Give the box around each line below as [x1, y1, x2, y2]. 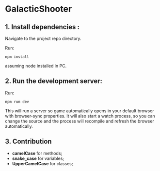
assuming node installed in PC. [5, 63, 67, 68]
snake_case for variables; [12, 155, 64, 161]
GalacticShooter [5, 3, 72, 15]
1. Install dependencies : [5, 23, 80, 31]
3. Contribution [5, 137, 52, 146]
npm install [5, 54, 29, 59]
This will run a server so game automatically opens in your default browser [5, 108, 154, 114]
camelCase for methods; [12, 150, 63, 156]
